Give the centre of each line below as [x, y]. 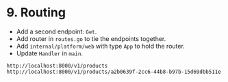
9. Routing [36, 13]
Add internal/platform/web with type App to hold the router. [101, 46]
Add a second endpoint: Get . [56, 31]
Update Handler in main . [50, 53]
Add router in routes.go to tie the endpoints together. [91, 38]
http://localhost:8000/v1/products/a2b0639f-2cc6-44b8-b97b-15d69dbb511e [114, 72]
